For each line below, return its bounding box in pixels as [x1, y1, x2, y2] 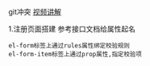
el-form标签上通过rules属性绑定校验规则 [8, 42, 131, 50]
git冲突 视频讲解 [8, 7, 62, 16]
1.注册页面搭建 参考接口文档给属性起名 [8, 24, 135, 34]
